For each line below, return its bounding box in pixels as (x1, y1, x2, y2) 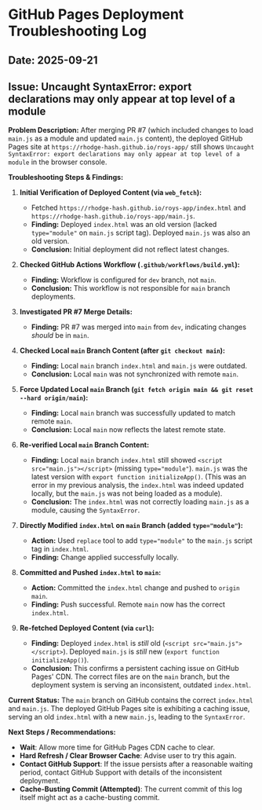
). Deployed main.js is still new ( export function (63, 647, 220, 657)
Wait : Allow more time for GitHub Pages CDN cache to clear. (19, 742, 216, 752)
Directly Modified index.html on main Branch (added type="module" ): (19, 521, 243, 530)
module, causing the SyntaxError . (31, 505, 140, 515)
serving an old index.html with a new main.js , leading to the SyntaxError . (8, 713, 246, 722)
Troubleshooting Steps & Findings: (8, 173, 124, 182)
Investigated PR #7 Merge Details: (19, 307, 133, 317)
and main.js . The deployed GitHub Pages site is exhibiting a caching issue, (8, 704, 250, 713)
